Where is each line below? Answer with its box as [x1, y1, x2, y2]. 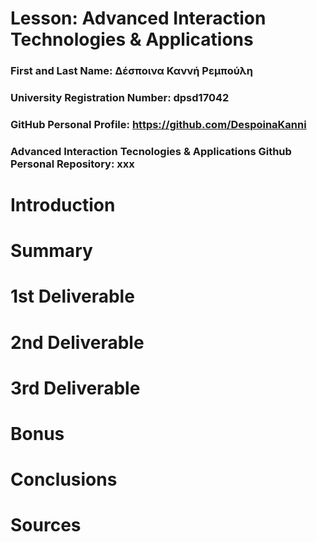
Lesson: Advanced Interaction [10, 7, 267, 30]
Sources [10, 514, 82, 537]
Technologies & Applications [10, 28, 254, 51]
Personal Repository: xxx [10, 157, 135, 171]
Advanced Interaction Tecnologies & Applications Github [10, 144, 292, 158]
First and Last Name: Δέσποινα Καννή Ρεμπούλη [10, 64, 253, 78]
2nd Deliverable [10, 331, 145, 354]
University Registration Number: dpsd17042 [10, 91, 230, 105]
